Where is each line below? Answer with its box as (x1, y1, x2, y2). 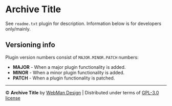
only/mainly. (5, 25, 31, 32)
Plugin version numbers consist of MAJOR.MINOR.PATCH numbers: (5, 54, 139, 60)
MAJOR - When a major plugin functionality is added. (12, 64, 126, 70)
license (5, 95, 20, 101)
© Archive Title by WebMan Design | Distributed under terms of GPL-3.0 (5, 89, 159, 95)
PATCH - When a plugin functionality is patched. (12, 75, 115, 81)
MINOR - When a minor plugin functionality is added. (12, 69, 125, 75)
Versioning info (5, 41, 55, 49)
